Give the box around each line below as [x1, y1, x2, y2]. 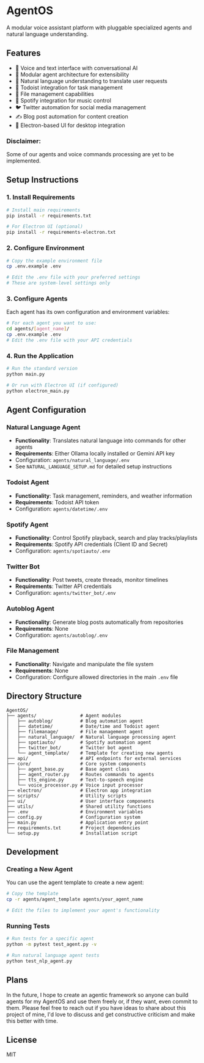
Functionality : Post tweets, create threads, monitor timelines [15, 576, 169, 584]
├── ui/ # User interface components [6, 798, 155, 804]
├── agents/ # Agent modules [6, 713, 122, 719]
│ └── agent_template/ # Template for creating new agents [6, 750, 173, 756]
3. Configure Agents [6, 294, 68, 303]
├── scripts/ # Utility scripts [6, 793, 127, 799]
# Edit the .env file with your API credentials [6, 337, 133, 343]
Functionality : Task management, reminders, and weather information [15, 492, 192, 499]
